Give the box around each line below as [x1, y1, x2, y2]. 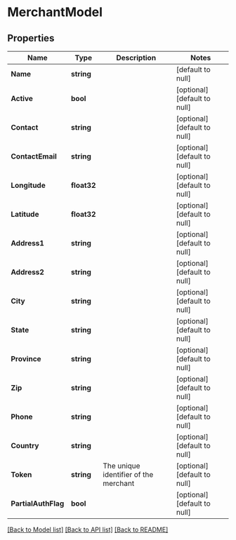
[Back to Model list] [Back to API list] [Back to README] [7, 525, 169, 534]
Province [11, 354, 41, 363]
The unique [103, 461, 140, 471]
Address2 [11, 267, 44, 277]
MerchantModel [7, 4, 103, 20]
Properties [7, 32, 55, 44]
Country [11, 441, 39, 450]
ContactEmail [11, 151, 58, 161]
